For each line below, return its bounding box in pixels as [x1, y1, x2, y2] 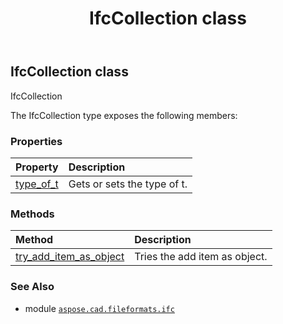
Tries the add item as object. [134, 250, 268, 264]
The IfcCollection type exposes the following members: [10, 109, 238, 121]
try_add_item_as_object [15, 250, 125, 264]
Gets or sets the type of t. [68, 177, 188, 191]
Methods [10, 207, 55, 221]
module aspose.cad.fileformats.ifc [24, 302, 175, 314]
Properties [10, 134, 63, 148]
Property [15, 160, 59, 174]
